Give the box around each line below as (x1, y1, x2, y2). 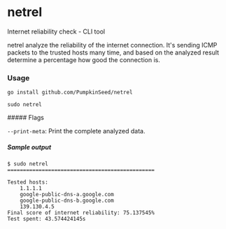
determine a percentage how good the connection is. (7, 55, 161, 64)
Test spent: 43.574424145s (7, 216, 86, 223)
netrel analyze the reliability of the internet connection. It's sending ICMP (7, 40, 218, 49)
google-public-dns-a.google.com (20, 191, 114, 198)
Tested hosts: (7, 179, 49, 186)
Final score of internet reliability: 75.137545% (7, 209, 155, 216)
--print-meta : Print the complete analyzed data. (7, 127, 146, 135)
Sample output (7, 142, 52, 151)
